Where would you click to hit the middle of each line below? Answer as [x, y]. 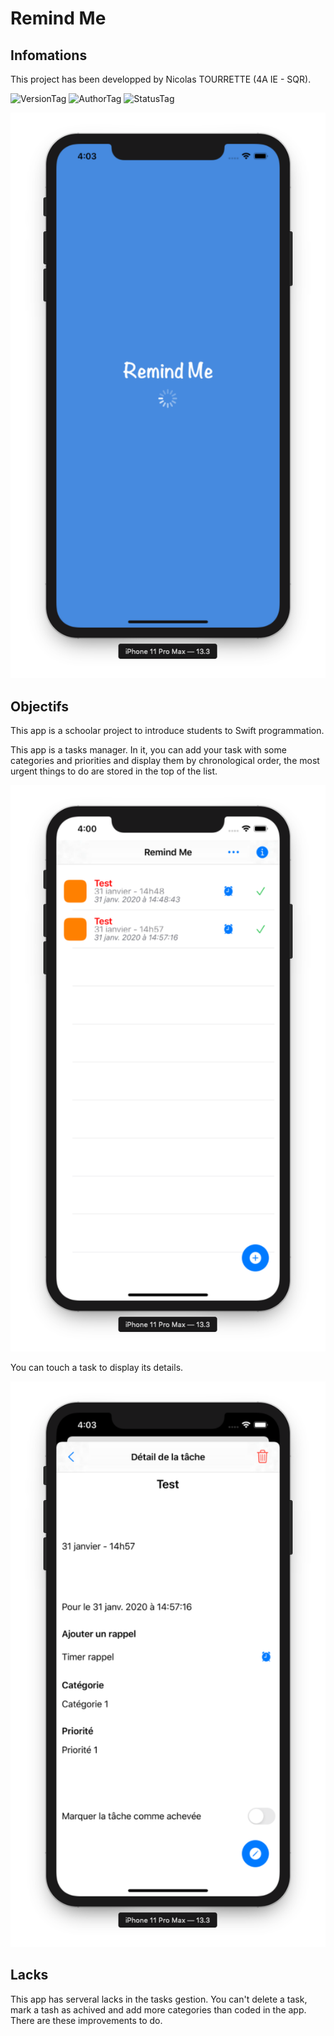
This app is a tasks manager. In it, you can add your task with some [148, 750]
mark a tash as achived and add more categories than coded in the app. [158, 2009]
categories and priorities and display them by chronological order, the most [165, 761]
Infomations [49, 55]
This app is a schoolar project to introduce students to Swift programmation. [167, 731]
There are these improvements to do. [86, 2020]
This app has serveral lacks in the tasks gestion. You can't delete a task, [159, 1999]
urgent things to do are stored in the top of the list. [114, 771]
